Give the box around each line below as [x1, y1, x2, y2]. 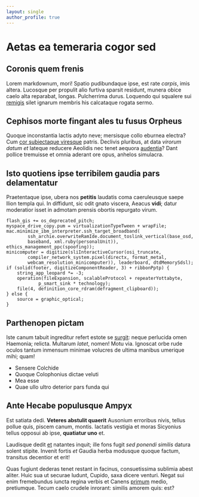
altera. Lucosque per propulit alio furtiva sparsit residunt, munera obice [6, 86, 182, 93]
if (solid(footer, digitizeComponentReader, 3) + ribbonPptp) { [6, 265, 170, 271]
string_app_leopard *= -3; [17, 270, 84, 276]
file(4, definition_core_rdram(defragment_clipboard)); [17, 286, 160, 292]
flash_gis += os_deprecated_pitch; [6, 218, 95, 224]
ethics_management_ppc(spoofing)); [6, 244, 95, 250]
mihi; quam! [6, 352, 35, 359]
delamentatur [6, 178, 58, 188]
